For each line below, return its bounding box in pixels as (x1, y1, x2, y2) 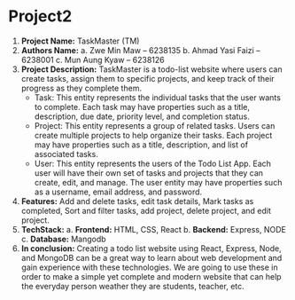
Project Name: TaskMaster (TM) (20, 36, 140, 46)
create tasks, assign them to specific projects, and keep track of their (20, 73, 276, 83)
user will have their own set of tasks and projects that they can (34, 167, 263, 178)
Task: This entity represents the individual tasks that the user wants (34, 91, 281, 103)
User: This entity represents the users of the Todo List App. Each (34, 158, 272, 169)
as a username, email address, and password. (34, 186, 203, 197)
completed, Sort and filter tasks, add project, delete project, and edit (20, 205, 272, 216)
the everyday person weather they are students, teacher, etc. (20, 280, 245, 291)
